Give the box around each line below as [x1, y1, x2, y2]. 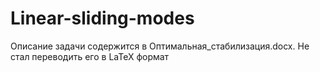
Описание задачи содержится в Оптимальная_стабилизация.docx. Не [10, 40, 310, 52]
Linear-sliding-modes [10, 7, 195, 30]
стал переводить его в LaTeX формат [10, 50, 170, 62]
